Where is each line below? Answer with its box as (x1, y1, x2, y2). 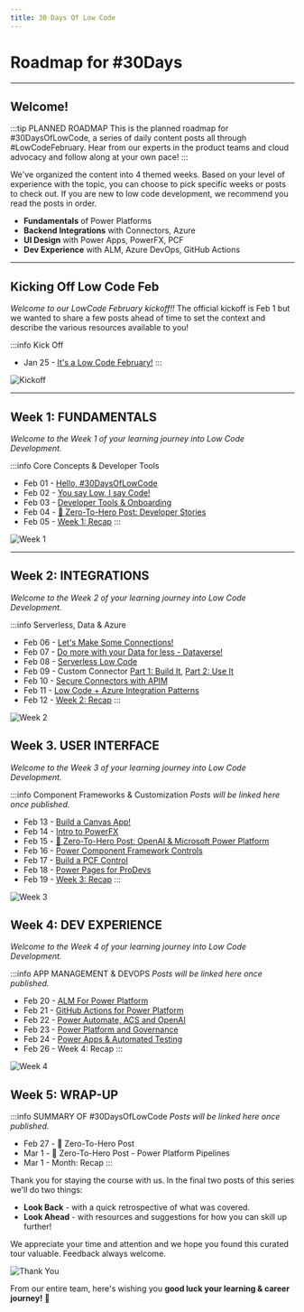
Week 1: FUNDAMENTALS (10, 409, 157, 424)
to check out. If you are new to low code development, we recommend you (10, 189, 289, 200)
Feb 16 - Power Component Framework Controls (23, 845, 204, 856)
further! (23, 1221, 52, 1233)
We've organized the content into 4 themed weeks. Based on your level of (10, 169, 285, 181)
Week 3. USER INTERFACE (10, 738, 160, 754)
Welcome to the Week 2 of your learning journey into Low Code (10, 592, 246, 603)
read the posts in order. (10, 198, 97, 209)
